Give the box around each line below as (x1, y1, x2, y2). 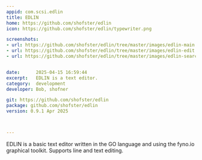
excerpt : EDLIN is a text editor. (6, 75, 98, 81)
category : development (6, 81, 66, 87)
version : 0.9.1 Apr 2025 (6, 108, 69, 114)
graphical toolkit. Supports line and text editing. (6, 147, 124, 154)
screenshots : (6, 37, 39, 43)
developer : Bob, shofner (6, 86, 69, 92)
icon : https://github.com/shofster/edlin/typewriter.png (6, 25, 152, 32)
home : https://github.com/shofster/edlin (6, 20, 112, 26)
